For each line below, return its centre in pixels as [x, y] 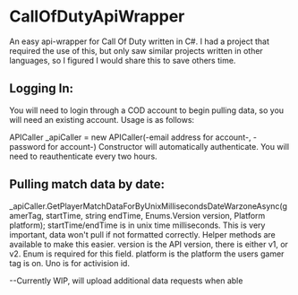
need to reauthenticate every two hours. [84, 156]
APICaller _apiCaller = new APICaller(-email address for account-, [130, 137]
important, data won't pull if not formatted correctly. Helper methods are [142, 234]
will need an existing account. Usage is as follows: [102, 119]
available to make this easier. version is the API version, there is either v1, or [149, 244]
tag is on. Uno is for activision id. [69, 263]
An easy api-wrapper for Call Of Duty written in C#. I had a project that [140, 41]
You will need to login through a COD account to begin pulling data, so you [147, 110]
